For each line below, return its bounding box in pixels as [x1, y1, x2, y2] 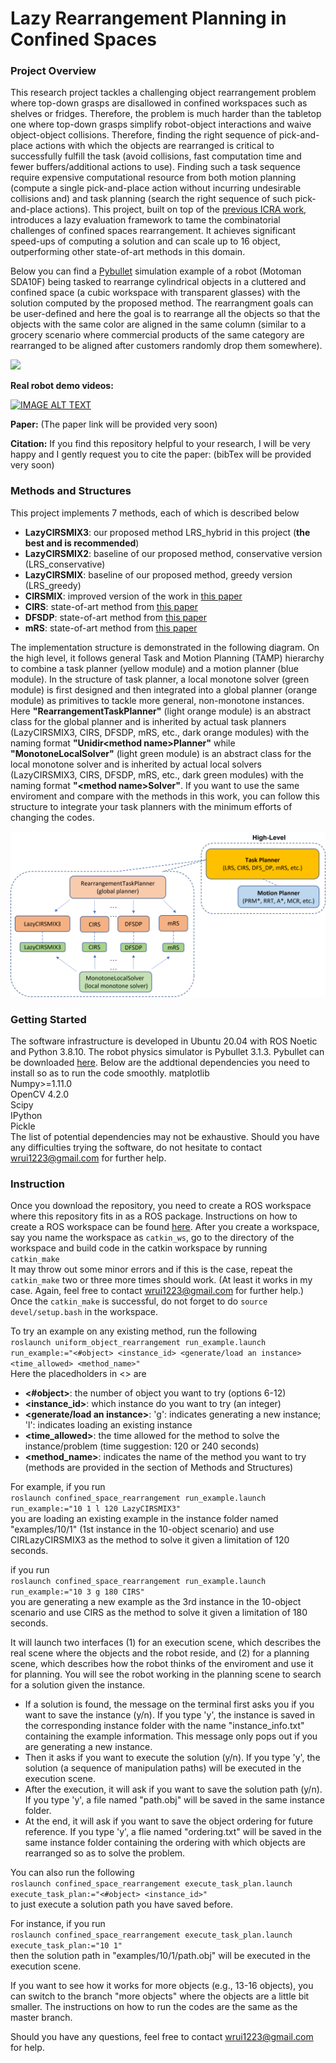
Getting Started [10, 1012, 87, 1026]
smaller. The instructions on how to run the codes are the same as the [10, 2001, 298, 2013]
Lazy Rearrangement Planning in [10, 7, 287, 30]
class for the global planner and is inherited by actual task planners [10, 715, 287, 727]
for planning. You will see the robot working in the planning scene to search [10, 1668, 322, 1681]
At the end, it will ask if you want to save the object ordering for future [24, 1815, 313, 1827]
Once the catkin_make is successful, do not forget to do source [10, 1295, 268, 1307]
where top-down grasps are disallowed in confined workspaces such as [10, 97, 308, 109]
